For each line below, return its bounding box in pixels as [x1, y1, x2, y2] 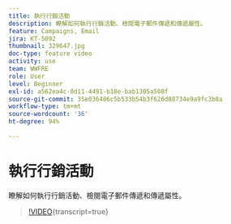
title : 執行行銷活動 [8, 11, 71, 20]
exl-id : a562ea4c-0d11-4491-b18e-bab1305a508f [8, 87, 169, 96]
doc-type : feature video [8, 50, 92, 58]
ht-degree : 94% [8, 118, 60, 126]
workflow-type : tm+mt [8, 102, 82, 110]
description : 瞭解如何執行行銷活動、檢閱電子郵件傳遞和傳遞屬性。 [8, 19, 207, 28]
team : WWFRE [8, 65, 49, 73]
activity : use [8, 58, 57, 66]
